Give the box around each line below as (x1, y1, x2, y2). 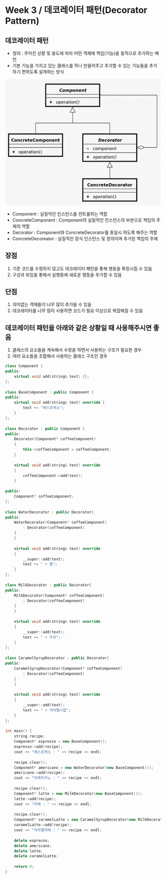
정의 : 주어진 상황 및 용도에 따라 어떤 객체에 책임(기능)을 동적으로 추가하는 (12, 50, 154, 56)
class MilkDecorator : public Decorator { (5, 582, 92, 587)
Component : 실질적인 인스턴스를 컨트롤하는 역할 (12, 211, 108, 217)
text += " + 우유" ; (23, 635, 61, 640)
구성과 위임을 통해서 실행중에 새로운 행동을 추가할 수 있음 (12, 271, 122, 277)
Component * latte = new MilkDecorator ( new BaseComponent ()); (14, 791, 142, 796)
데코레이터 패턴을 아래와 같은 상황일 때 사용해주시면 (5, 323, 152, 332)
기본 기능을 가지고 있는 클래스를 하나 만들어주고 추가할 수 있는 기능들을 (12, 63, 148, 68)
